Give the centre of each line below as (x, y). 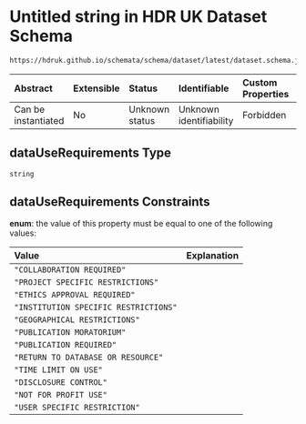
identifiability (206, 120)
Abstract (33, 88)
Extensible (96, 88)
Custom (260, 82)
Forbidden (265, 115)
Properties (266, 94)
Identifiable (204, 88)
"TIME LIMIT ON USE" (58, 370)
